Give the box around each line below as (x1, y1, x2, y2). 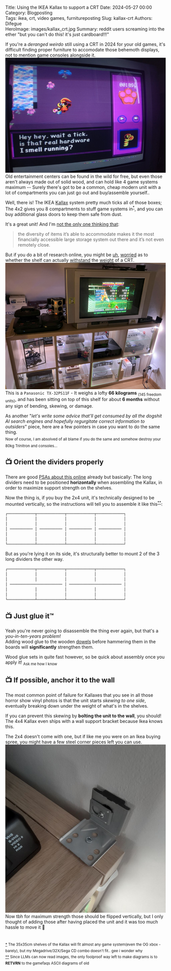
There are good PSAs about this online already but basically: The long (5, 474, 152, 480)
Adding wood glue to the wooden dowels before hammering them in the (5, 639, 156, 645)
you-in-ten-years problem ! (5, 633, 61, 639)
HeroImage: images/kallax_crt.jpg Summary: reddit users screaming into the (5, 26, 165, 32)
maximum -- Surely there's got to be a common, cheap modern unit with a (5, 184, 161, 191)
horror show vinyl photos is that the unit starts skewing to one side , (5, 697, 146, 704)
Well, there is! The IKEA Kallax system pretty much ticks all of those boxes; (5, 200, 162, 206)
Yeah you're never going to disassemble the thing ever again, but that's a (5, 628, 159, 634)
